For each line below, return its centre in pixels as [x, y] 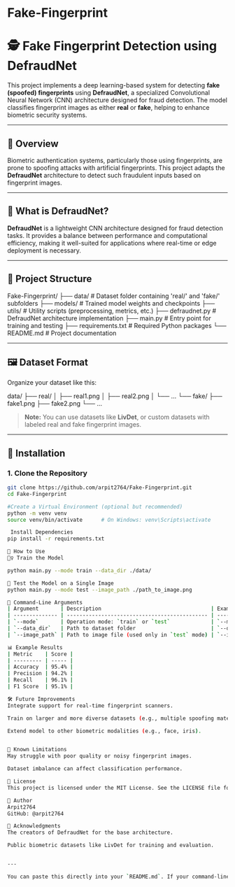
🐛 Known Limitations [37, 750]
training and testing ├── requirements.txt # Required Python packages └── [117, 325]
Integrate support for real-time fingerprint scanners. [90, 705]
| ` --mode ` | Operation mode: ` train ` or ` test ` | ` [114, 622]
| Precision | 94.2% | [40, 674]
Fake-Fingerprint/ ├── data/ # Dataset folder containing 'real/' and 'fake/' [114, 296]
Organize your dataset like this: [52, 383]
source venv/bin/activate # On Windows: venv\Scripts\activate [109, 520]
